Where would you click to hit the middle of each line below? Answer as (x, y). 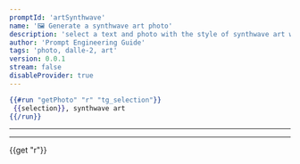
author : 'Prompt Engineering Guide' (77, 42)
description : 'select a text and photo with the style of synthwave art (147, 34)
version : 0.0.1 (37, 59)
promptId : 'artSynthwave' (57, 17)
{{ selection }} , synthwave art (69, 108)
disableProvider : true (51, 76)
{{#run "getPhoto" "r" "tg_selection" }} (86, 100)
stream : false (36, 68)
